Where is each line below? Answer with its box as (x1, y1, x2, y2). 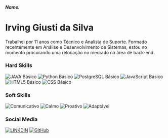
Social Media (5, 116, 38, 123)
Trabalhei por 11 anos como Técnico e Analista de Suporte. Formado (5, 39, 147, 45)
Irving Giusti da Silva (5, 22, 94, 33)
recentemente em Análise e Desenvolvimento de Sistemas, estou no (5, 44, 147, 50)
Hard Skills (5, 62, 32, 69)
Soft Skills (5, 91, 31, 98)
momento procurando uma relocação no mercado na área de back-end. (5, 49, 155, 55)
